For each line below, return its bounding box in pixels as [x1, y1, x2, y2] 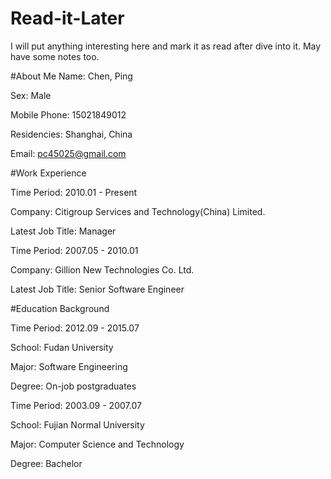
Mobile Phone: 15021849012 [10, 108, 127, 121]
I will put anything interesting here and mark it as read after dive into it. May [10, 40, 322, 52]
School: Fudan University [10, 341, 114, 353]
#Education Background [10, 302, 110, 314]
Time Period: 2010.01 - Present [10, 186, 138, 198]
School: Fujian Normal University [10, 418, 145, 431]
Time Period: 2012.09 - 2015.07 [10, 322, 140, 334]
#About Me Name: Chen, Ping [10, 70, 133, 82]
